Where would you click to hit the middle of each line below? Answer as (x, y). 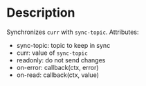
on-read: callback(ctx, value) (58, 75)
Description (41, 13)
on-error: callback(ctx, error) (57, 67)
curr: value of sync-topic (52, 53)
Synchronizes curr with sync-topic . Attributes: (73, 32)
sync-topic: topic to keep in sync (63, 45)
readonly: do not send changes (61, 60)
